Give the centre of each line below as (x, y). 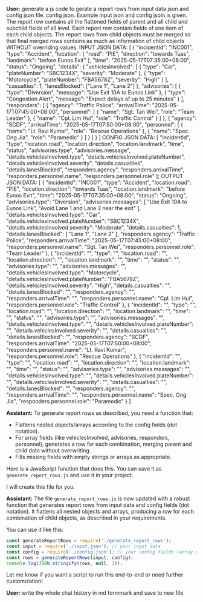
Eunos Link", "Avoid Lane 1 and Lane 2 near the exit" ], (74, 208)
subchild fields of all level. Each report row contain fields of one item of (95, 28)
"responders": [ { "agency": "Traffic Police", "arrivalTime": (79, 105)
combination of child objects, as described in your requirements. (87, 518)
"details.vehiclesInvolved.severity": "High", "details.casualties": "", (89, 285)
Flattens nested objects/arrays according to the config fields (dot (96, 425)
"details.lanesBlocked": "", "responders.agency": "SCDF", (78, 337)
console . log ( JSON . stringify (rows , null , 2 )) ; (64, 563)
